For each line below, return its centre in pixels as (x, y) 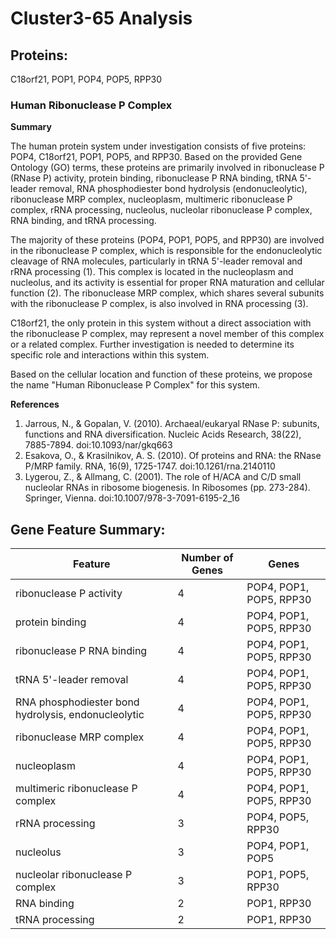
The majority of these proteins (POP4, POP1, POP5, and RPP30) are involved (167, 240)
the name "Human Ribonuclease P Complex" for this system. (135, 385)
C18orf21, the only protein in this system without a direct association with (161, 323)
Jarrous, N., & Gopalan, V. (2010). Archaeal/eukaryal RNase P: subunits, (172, 424)
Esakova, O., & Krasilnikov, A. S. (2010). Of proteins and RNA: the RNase (173, 456)
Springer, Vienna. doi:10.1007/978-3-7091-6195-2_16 (132, 498)
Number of (207, 558)
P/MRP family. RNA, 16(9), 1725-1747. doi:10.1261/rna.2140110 (150, 466)
